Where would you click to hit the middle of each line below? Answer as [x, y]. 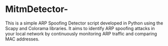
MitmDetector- [37, 9]
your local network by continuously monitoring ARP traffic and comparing [81, 33]
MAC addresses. [22, 39]
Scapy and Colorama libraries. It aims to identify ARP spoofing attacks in [80, 28]
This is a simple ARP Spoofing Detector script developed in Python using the [84, 23]
